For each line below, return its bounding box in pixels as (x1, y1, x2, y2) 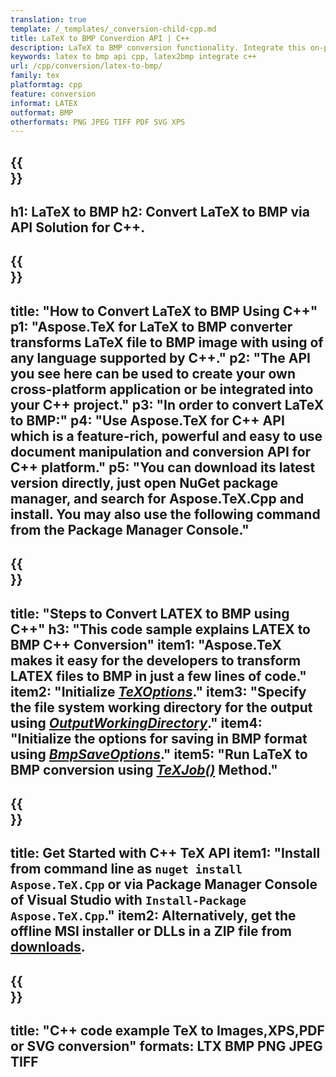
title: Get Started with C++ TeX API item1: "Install (10, 845, 321, 862)
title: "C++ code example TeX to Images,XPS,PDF (10, 1022, 325, 1040)
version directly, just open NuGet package (10, 474, 279, 491)
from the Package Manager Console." (10, 521, 250, 538)
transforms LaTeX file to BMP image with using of (10, 334, 324, 351)
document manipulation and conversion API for (10, 443, 312, 460)
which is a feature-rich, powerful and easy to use (10, 427, 323, 445)
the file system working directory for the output (10, 699, 313, 716)
